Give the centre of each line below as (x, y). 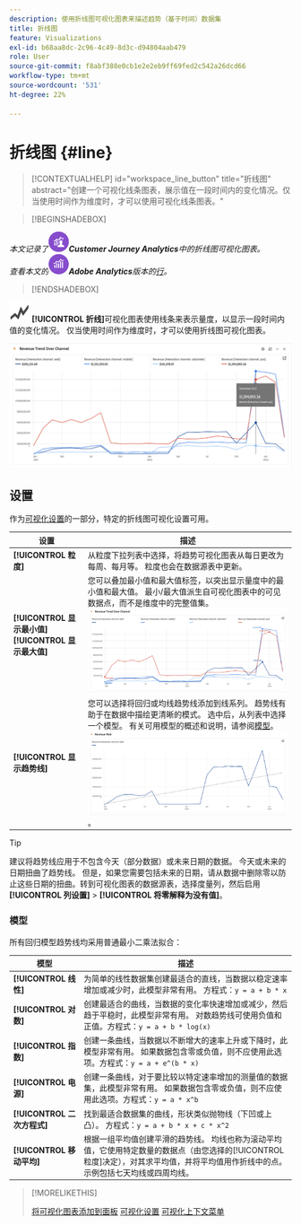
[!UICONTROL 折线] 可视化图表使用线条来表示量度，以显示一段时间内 (158, 319)
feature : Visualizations (56, 38)
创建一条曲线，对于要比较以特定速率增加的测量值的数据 (186, 1077)
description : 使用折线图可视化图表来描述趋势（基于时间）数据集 (116, 19)
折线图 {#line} (61, 152)
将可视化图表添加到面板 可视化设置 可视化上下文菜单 (128, 1212)
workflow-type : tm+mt (50, 76)
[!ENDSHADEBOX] (65, 289)
